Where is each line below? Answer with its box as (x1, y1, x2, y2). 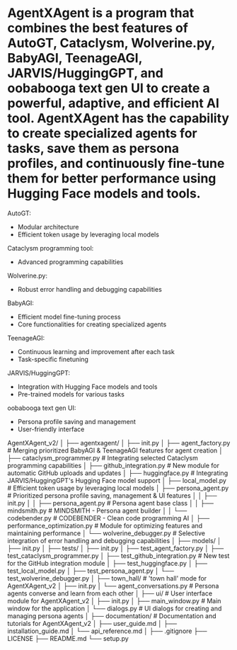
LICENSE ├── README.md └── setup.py (7, 634, 129, 642)
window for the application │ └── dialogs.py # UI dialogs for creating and (7, 604, 222, 612)
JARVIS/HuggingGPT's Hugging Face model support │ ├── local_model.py (7, 476, 226, 484)
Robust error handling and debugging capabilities (17, 285, 163, 293)
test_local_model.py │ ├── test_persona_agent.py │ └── (7, 566, 175, 575)
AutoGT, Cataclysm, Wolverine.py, (7, 35, 216, 51)
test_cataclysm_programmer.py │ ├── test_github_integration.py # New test (7, 551, 230, 560)
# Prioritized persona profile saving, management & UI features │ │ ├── (7, 491, 217, 500)
